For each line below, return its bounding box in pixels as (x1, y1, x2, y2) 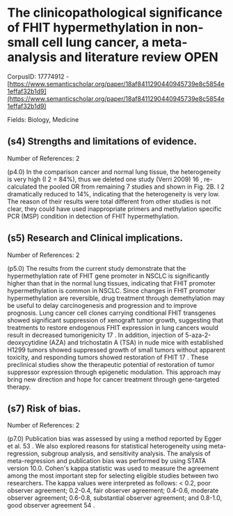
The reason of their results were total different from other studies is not (7, 197, 211, 205)
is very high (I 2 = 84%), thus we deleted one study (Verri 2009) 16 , (7, 175, 203, 183)
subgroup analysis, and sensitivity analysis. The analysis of (40, 449, 211, 458)
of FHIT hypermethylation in (7, 19, 172, 36)
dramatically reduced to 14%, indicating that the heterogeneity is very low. (7, 189, 220, 198)
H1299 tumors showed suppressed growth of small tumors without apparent (7, 345, 226, 354)
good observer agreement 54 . (7, 501, 95, 510)
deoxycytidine (7, 338, 48, 346)
